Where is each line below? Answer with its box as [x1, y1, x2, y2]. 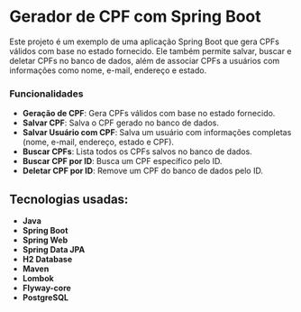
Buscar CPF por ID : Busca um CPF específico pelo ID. [22, 156, 223, 167]
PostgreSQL [22, 292, 69, 303]
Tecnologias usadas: [9, 191, 129, 206]
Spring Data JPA [22, 244, 86, 255]
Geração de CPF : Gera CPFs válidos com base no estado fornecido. [22, 108, 276, 119]
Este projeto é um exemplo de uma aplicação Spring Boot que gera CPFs [9, 36, 279, 47]
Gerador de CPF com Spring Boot [9, 6, 261, 27]
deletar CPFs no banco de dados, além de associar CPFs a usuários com [9, 55, 280, 66]
